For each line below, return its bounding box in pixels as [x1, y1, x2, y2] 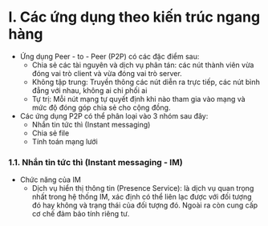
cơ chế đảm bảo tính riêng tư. [31, 209, 130, 219]
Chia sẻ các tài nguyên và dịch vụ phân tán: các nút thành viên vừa [31, 60, 254, 70]
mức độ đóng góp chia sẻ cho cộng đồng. [31, 103, 171, 112]
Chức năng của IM [19, 175, 82, 184]
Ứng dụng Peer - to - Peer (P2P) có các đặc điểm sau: [19, 51, 200, 61]
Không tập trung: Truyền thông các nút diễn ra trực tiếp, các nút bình [31, 77, 261, 87]
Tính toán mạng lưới [31, 136, 98, 146]
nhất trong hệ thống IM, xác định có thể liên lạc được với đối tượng [31, 192, 252, 202]
